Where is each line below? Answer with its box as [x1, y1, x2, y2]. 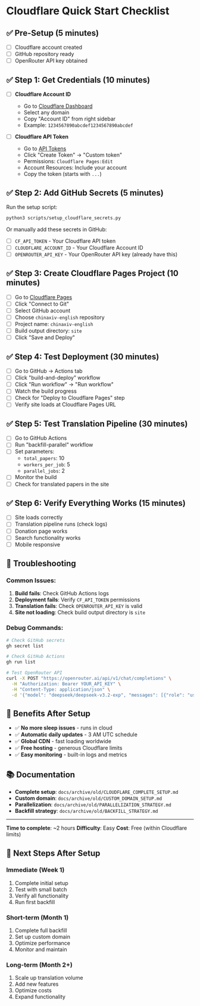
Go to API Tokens [23, 145, 67, 153]
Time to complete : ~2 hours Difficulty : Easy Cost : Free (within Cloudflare [6, 824, 187, 832]
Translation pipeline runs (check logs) [14, 520, 108, 528]
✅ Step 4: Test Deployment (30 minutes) [6, 352, 160, 362]
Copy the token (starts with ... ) [23, 170, 102, 178]
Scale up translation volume [14, 974, 83, 982]
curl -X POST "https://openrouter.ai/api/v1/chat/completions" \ [6, 675, 171, 682]
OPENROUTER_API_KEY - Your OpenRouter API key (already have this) [14, 250, 178, 257]
